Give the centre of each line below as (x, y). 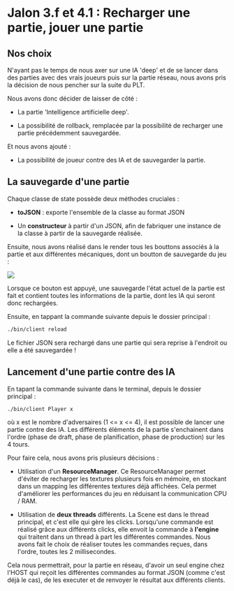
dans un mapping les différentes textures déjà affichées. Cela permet (117, 486)
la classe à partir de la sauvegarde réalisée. (80, 233)
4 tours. (19, 444)
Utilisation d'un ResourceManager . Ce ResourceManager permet (111, 472)
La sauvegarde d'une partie (68, 182)
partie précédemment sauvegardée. (69, 133)
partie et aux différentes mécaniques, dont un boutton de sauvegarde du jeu (117, 254)
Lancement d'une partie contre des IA (92, 372)
